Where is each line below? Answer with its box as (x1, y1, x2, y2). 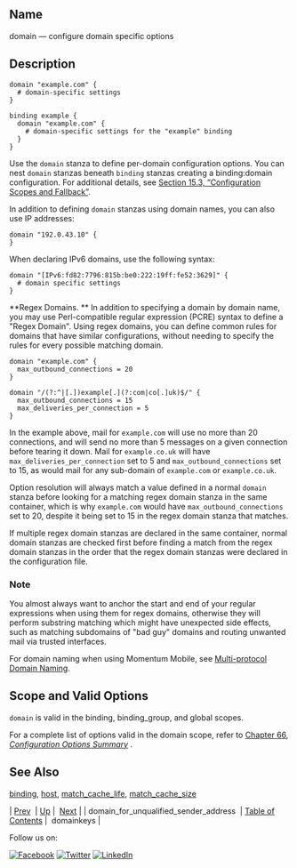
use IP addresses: (9, 213, 75, 223)
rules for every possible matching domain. (9, 340, 164, 350)
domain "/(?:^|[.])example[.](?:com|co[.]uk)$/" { (9, 388, 201, 397)
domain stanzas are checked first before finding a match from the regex (9, 537, 273, 548)
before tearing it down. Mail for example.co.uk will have (9, 446, 211, 456)
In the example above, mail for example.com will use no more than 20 (9, 427, 258, 438)
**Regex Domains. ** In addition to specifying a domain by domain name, (9, 301, 280, 312)
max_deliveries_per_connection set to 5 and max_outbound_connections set (9, 455, 282, 466)
